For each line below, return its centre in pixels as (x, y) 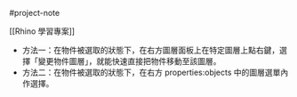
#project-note (35, 13)
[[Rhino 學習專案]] (42, 31)
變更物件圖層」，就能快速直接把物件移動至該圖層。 (129, 61)
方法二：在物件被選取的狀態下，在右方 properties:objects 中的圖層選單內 (155, 72)
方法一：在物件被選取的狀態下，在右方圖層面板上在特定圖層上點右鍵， (151, 50)
